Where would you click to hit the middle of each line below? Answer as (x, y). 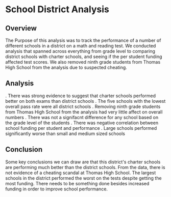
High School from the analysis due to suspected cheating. (66, 67)
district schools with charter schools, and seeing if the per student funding (84, 57)
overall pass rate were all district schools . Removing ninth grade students (83, 106)
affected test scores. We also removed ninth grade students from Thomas (83, 62)
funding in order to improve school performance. (57, 189)
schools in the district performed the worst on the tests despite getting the (83, 178)
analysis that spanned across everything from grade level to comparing (80, 51)
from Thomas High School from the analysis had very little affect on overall (84, 112)
